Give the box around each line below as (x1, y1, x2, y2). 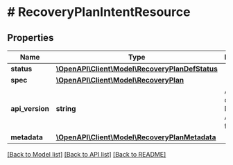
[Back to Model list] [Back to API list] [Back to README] (7, 150, 166, 158)
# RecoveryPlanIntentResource (7, 4, 191, 20)
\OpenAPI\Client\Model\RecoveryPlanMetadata (55, 132, 216, 142)
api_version (10, 104, 50, 113)
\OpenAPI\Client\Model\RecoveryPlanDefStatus (55, 64, 218, 73)
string (55, 104, 76, 113)
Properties (7, 32, 54, 44)
